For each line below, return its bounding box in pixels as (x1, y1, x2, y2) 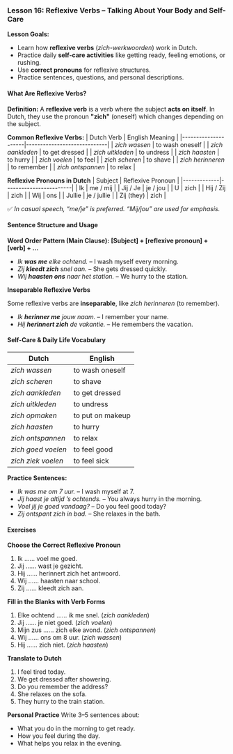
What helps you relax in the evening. (17, 739, 122, 748)
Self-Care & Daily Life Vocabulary (7, 336, 106, 344)
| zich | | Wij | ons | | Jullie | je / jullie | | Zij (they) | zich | (7, 191, 167, 199)
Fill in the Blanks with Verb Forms (7, 598, 106, 606)
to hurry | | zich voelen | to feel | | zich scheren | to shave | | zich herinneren (7, 155, 225, 164)
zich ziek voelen (10, 456, 64, 466)
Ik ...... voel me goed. (17, 555, 78, 563)
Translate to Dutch (7, 654, 62, 663)
